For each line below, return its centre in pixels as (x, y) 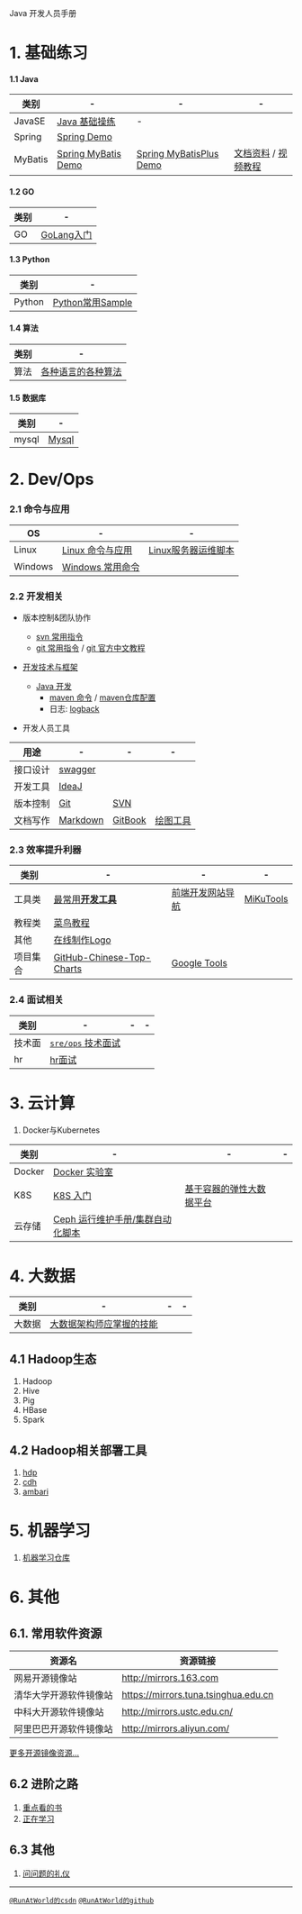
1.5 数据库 (28, 397)
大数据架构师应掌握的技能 (104, 1325)
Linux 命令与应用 (97, 550)
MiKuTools (266, 899)
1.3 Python (30, 260)
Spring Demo (84, 137)
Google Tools (199, 963)
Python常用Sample (93, 302)
